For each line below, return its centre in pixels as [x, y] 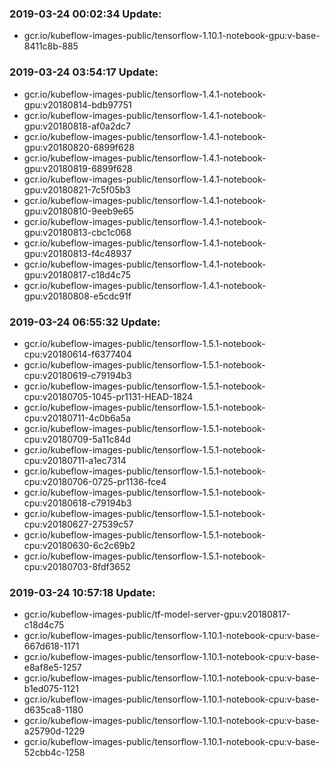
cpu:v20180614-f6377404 [77, 354]
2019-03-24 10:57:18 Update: [82, 592]
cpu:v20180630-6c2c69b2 [79, 545]
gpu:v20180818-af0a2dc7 [77, 126]
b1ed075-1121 [51, 689]
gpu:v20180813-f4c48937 [77, 253]
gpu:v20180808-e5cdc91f [77, 296]
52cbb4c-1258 [54, 753]
